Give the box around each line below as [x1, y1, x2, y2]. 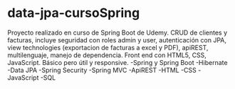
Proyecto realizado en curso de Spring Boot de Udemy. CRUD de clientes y [7, 28, 228, 37]
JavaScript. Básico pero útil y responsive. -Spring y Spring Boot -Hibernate [7, 58, 228, 66]
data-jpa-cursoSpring [7, 5, 140, 21]
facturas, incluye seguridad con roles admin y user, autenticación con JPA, [7, 35, 226, 44]
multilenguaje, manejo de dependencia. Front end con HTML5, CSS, [7, 51, 207, 59]
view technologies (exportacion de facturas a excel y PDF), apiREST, [7, 43, 209, 52]
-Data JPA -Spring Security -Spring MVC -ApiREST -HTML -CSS [7, 66, 197, 74]
